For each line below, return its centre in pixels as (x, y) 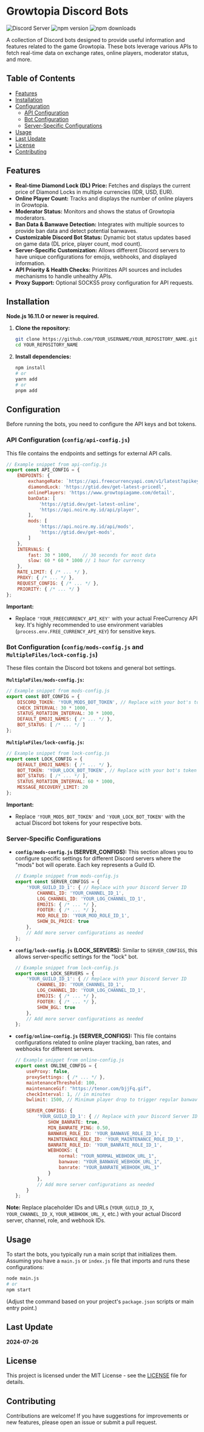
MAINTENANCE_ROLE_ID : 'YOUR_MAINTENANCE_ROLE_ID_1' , (116, 1139)
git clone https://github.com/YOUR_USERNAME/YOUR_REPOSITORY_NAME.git (106, 340)
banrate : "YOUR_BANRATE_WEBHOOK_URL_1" (109, 1168)
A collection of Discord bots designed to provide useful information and (96, 40)
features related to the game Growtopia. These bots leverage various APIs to (102, 46)
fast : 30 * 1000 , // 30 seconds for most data (92, 555)
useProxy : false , (48, 1072)
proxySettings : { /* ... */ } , (66, 1077)
